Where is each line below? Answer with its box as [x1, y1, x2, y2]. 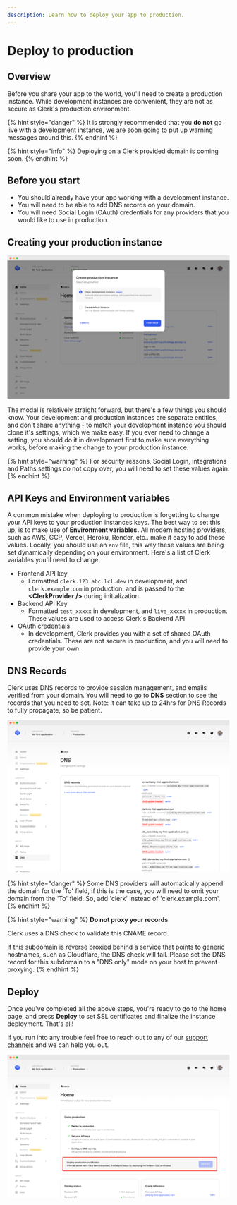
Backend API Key [17, 600, 68, 608]
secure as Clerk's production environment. [7, 104, 132, 113]
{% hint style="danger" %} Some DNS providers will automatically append [7, 879, 224, 888]
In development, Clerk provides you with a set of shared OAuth [28, 629, 211, 638]
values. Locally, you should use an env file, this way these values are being [7, 540, 224, 550]
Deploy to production [7, 42, 134, 59]
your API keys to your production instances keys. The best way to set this [7, 519, 221, 527]
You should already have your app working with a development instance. [17, 193, 229, 202]
